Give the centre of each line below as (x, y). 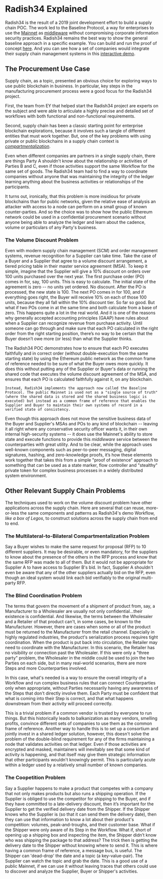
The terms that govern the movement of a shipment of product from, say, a (80, 606)
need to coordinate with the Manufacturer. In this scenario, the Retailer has (80, 648)
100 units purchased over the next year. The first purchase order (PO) (75, 277)
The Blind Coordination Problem (44, 596)
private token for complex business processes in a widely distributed (74, 470)
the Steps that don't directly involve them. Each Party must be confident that (82, 693)
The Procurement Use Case (48, 69)
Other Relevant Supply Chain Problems (65, 491)
